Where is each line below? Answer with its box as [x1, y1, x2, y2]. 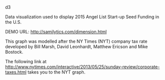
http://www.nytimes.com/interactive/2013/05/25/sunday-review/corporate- [5, 64, 160, 70]
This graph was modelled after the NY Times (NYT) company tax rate [5, 38, 148, 44]
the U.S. [5, 19, 21, 25]
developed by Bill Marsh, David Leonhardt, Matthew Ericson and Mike [5, 44, 148, 49]
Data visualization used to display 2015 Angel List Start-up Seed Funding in [5, 14, 160, 19]
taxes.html [5, 69, 26, 75]
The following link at [5, 59, 47, 64]
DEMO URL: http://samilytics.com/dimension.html [5, 29, 107, 34]
